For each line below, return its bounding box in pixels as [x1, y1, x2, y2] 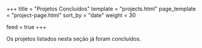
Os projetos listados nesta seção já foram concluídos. [6, 35, 142, 42]
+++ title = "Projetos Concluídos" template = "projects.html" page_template [6, 5, 197, 12]
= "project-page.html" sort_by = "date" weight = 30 [6, 12, 136, 19]
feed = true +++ [6, 24, 47, 30]
